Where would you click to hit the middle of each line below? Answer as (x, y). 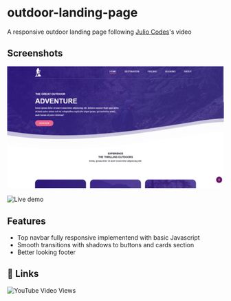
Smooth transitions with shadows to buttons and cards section (106, 245)
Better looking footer (46, 252)
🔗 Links (23, 274)
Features (26, 221)
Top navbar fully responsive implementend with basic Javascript (109, 238)
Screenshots (35, 53)
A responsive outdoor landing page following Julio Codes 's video (99, 32)
